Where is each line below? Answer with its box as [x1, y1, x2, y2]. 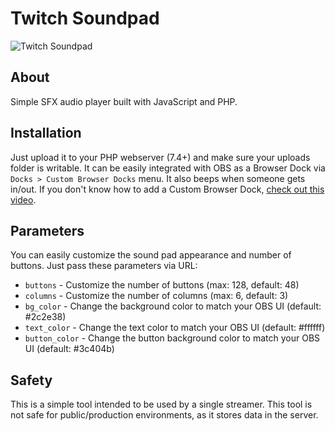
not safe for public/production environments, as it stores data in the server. [10, 409, 319, 421]
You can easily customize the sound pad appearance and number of [10, 249, 292, 261]
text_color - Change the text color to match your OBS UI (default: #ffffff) [24, 322, 326, 334]
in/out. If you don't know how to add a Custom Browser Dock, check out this [10, 183, 325, 195]
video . [10, 193, 37, 206]
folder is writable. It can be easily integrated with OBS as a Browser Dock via [10, 162, 326, 174]
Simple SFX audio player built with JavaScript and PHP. [10, 95, 238, 107]
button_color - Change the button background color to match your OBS [24, 332, 321, 344]
